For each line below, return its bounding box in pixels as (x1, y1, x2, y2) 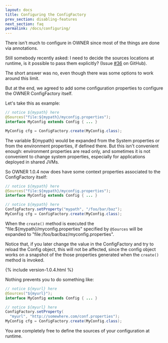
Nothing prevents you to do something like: (5, 276, 94, 282)
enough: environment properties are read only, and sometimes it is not (5, 148, 150, 154)
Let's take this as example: (5, 100, 60, 106)
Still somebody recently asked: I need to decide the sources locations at (5, 55, 154, 61)
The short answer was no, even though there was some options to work (5, 70, 154, 76)
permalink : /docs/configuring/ (5, 26, 71, 31)
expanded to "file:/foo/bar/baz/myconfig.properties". (5, 231, 114, 237)
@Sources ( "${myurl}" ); (5, 291, 53, 296)
